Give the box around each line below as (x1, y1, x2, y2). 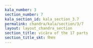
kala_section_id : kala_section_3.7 (5, 16, 79, 21)
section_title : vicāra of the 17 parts (5, 30, 88, 35)
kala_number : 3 (5, 7, 37, 12)
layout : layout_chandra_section (5, 26, 72, 31)
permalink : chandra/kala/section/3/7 (5, 21, 84, 26)
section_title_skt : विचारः (5, 35, 56, 40)
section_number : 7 (5, 12, 43, 17)
